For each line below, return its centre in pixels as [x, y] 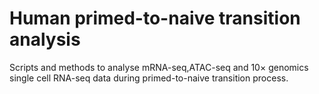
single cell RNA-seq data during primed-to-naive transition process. [149, 78]
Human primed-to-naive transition [155, 18]
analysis [45, 39]
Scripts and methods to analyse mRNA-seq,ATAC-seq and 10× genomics [159, 67]
